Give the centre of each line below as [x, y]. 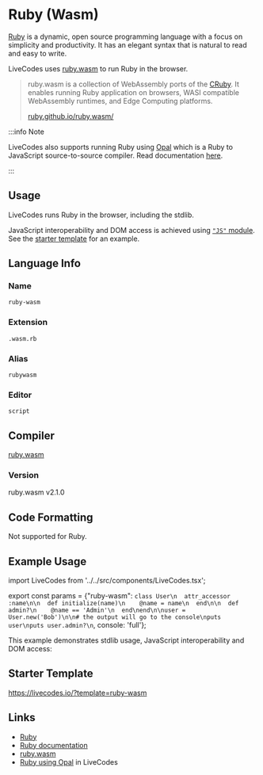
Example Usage [48, 561]
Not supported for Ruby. [48, 536]
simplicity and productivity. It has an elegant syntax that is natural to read [128, 44]
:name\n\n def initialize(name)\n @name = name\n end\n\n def [124, 604]
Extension [28, 323]
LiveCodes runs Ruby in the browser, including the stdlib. [101, 215]
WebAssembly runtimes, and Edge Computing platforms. [120, 101]
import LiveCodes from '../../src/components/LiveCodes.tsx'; [107, 581]
